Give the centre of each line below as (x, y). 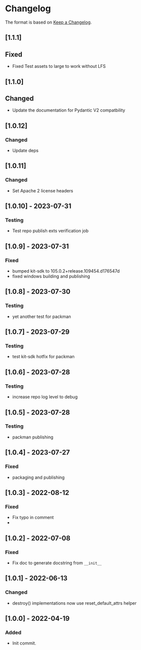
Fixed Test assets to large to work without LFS (59, 66)
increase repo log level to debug (45, 397)
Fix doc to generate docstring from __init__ (57, 563)
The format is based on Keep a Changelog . (48, 22)
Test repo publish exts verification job (50, 231)
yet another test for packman (42, 316)
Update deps (25, 151)
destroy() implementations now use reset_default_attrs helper (74, 603)
